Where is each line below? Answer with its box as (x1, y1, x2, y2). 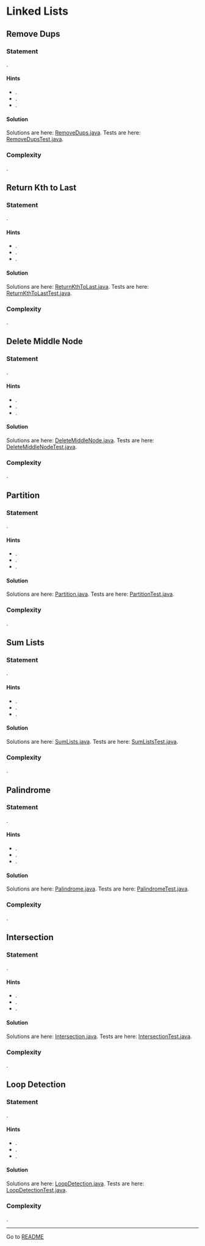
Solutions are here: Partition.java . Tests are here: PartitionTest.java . (6, 590, 174, 598)
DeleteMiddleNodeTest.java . (6, 443, 77, 451)
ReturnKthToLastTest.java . (6, 289, 72, 297)
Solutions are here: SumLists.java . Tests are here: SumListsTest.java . (6, 738, 179, 745)
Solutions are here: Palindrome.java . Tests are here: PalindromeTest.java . (6, 885, 189, 892)
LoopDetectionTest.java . (6, 1187, 67, 1194)
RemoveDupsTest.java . (6, 136, 64, 143)
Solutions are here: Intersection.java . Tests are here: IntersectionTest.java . (6, 1033, 192, 1040)
